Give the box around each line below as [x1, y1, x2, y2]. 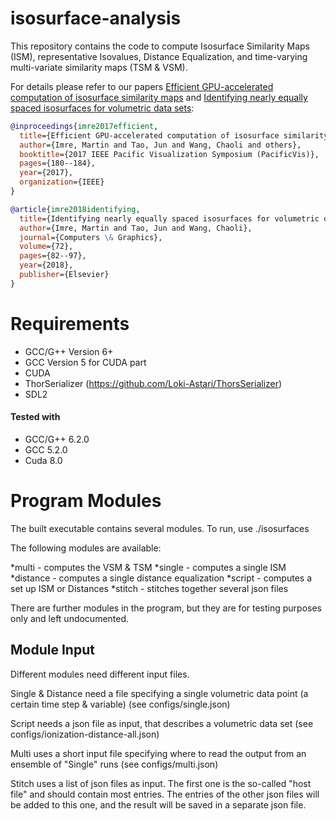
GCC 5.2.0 [24, 443, 68, 456]
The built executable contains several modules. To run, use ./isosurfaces [10, 522, 310, 534]
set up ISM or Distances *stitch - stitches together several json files [10, 582, 289, 594]
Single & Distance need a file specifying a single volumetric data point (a [10, 687, 309, 699]
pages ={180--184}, [19, 158, 97, 169]
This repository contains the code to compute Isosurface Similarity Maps [10, 40, 310, 52]
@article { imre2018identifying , [10, 204, 141, 214]
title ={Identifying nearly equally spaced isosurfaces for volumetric [19, 213, 320, 224]
